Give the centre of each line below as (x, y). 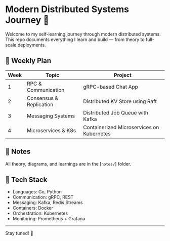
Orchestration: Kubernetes (40, 213)
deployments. (32, 45)
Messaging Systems (51, 116)
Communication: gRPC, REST (43, 197)
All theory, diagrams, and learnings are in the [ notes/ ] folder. (68, 164)
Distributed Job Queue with (116, 112)
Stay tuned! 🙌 (19, 233)
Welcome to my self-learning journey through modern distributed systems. (83, 34)
